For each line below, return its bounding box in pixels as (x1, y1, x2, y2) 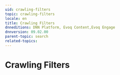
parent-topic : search (5, 34, 49, 39)
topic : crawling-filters (5, 12, 55, 16)
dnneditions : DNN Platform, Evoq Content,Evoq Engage (5, 25, 116, 30)
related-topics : (5, 39, 38, 44)
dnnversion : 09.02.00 (5, 30, 49, 34)
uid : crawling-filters (5, 7, 51, 12)
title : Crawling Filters (5, 20, 55, 26)
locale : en (5, 16, 27, 21)
